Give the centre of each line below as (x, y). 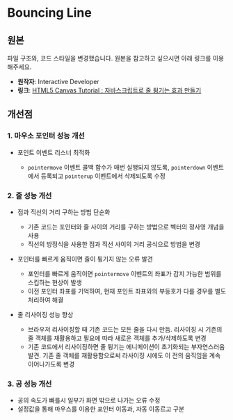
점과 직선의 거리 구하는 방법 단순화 (64, 212)
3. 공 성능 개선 (30, 384)
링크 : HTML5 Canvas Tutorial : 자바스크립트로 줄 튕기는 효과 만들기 (109, 90)
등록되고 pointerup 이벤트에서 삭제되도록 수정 (103, 176)
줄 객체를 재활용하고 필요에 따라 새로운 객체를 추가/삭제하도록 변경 (117, 338)
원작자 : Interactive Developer (58, 82)
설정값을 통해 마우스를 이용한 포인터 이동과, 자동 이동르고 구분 (101, 409)
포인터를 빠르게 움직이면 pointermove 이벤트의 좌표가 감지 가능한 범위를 (124, 273)
